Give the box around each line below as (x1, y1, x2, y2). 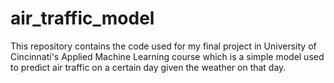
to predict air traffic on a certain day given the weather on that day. (10, 61, 287, 73)
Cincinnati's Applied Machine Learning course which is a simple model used (10, 50, 325, 62)
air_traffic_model (10, 7, 155, 30)
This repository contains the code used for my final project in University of (10, 40, 317, 52)
